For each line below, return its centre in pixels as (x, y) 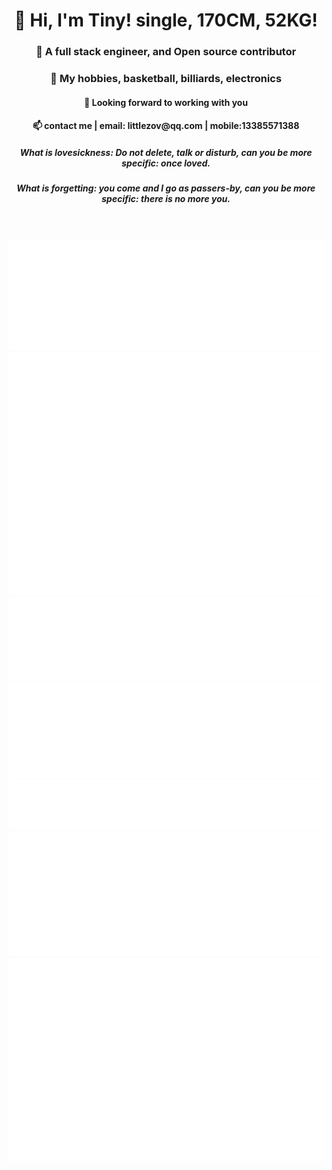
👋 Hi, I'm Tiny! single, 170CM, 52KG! (166, 20)
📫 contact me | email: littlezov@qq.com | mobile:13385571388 (166, 126)
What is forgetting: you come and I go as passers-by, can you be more (166, 188)
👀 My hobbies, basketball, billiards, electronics (166, 79)
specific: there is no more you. (166, 199)
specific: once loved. (166, 163)
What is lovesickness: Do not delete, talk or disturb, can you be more (166, 152)
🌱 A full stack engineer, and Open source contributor (166, 52)
